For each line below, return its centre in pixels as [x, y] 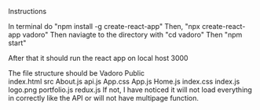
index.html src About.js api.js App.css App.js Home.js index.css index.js [124, 82]
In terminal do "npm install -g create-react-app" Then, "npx [104, 26]
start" [17, 43]
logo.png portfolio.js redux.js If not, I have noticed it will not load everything [130, 90]
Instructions [27, 11]
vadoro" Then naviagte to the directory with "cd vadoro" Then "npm [132, 35]
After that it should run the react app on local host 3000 [98, 58]
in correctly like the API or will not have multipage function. [103, 98]
